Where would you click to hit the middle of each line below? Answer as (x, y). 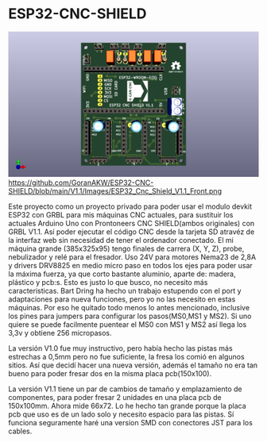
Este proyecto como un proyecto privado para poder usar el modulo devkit (130, 206)
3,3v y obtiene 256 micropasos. (60, 333)
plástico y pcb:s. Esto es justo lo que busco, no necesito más (108, 282)
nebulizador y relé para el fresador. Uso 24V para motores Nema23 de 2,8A (132, 257)
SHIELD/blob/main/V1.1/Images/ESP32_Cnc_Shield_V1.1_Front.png (115, 191)
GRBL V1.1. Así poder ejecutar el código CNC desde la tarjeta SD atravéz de (132, 232)
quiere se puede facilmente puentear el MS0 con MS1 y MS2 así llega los (128, 325)
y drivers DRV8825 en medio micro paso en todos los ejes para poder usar (130, 266)
